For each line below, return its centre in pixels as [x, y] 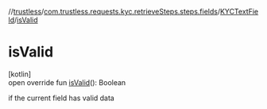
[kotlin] [20, 74]
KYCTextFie [239, 12]
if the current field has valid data [62, 98]
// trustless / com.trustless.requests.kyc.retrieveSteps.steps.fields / [114, 12]
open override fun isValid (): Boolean [67, 82]
